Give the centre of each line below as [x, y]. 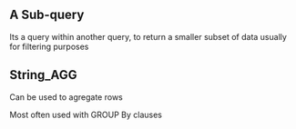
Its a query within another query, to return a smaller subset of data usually [148, 36]
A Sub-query [47, 15]
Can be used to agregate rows [66, 97]
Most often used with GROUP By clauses [86, 114]
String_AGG [43, 75]
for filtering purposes [49, 46]
